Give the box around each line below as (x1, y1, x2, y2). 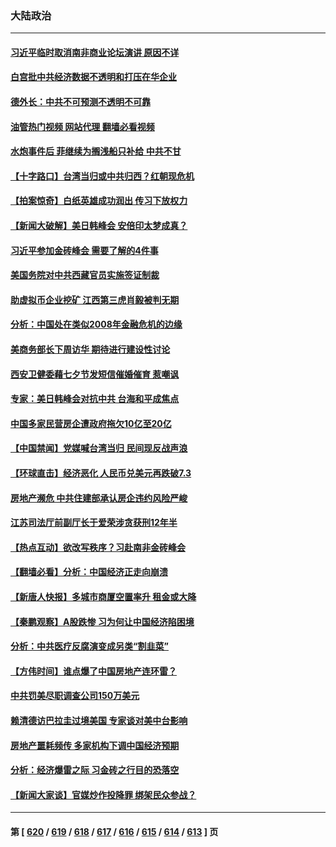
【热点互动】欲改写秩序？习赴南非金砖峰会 (10, 541, 186, 553)
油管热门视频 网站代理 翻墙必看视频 (10, 120, 155, 132)
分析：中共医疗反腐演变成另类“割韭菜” (10, 640, 170, 652)
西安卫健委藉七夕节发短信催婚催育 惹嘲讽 (10, 368, 180, 380)
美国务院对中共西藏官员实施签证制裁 (10, 269, 160, 281)
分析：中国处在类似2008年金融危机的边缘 (10, 318, 183, 331)
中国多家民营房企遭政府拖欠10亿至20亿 (10, 417, 172, 429)
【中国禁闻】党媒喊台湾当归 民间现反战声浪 (10, 442, 188, 454)
